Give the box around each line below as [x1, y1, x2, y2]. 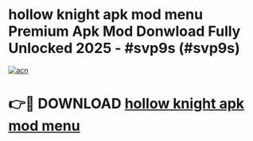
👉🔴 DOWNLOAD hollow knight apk [8, 95, 245, 112]
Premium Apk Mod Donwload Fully [8, 22, 241, 40]
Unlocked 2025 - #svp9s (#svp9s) [8, 40, 240, 57]
